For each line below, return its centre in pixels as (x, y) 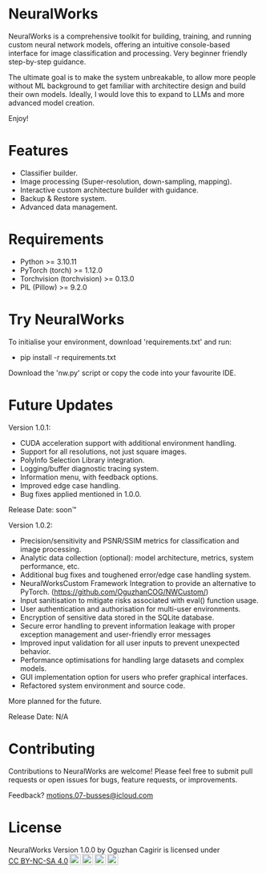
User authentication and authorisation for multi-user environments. (130, 608)
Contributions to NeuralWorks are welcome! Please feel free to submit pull (131, 771)
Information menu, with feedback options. (89, 477)
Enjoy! (19, 118)
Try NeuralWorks (66, 319)
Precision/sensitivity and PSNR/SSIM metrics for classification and (129, 540)
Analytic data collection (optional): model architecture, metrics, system (137, 557)
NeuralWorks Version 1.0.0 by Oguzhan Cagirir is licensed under (114, 850)
